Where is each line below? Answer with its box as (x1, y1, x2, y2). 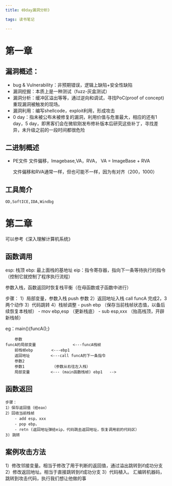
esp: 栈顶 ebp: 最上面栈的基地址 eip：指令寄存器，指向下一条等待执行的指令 (5, 267, 166, 273)
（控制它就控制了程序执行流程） (5, 273, 73, 279)
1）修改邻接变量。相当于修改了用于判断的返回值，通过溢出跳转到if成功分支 (5, 462, 163, 469)
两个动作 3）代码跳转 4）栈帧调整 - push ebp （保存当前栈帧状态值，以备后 (5, 301, 165, 308)
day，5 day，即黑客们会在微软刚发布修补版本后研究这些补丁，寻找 (12, 120, 154, 127)
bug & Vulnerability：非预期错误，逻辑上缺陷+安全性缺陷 (12, 82, 132, 88)
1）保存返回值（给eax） (5, 405, 49, 410)
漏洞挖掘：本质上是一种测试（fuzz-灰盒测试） (12, 88, 110, 94)
